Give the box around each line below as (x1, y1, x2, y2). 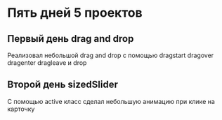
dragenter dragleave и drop (7, 59, 87, 67)
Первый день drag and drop (7, 33, 134, 45)
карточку (7, 105, 35, 113)
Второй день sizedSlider (7, 79, 118, 91)
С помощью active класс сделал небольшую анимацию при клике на (7, 97, 216, 105)
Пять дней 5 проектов (7, 5, 143, 21)
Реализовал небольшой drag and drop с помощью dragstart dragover (7, 51, 214, 59)
